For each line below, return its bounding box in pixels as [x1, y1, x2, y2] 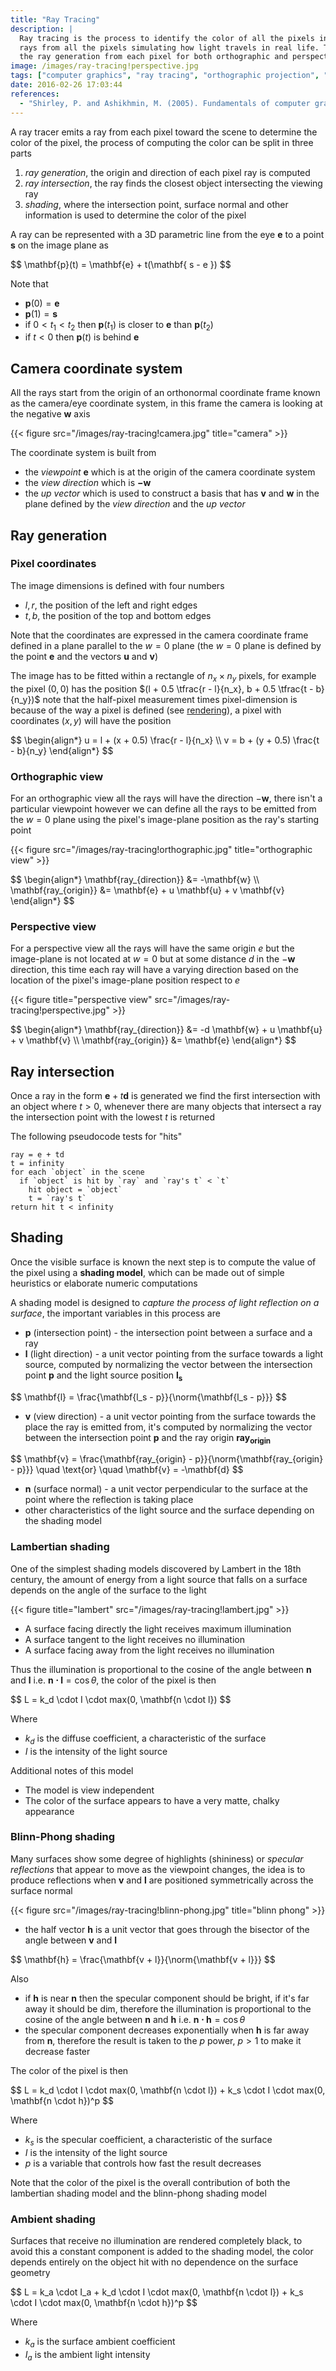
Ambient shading [10, 2212, 96, 2226]
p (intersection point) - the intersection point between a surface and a [24, 1326, 313, 1338]
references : [10, 89, 60, 99]
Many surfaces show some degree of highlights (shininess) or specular [10, 1852, 304, 1865]
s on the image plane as [10, 239, 109, 251]
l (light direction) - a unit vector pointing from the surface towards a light [24, 1347, 324, 1360]
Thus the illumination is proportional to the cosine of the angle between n [10, 1663, 312, 1675]
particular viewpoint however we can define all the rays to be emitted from [10, 802, 317, 815]
